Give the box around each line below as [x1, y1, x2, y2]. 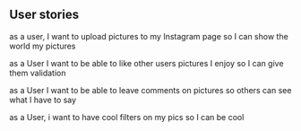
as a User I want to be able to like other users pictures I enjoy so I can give [9, 57, 284, 68]
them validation [9, 67, 66, 78]
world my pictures [9, 40, 76, 51]
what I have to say [9, 94, 77, 105]
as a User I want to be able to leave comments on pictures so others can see [9, 84, 292, 95]
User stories [9, 7, 79, 22]
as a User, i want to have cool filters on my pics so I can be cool [9, 111, 245, 122]
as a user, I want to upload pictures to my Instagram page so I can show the [9, 31, 288, 41]
